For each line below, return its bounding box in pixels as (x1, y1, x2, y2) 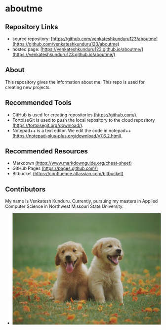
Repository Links (5, 23, 58, 31)
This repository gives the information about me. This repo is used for (5, 79, 145, 85)
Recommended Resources (5, 147, 88, 156)
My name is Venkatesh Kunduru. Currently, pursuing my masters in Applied (5, 198, 158, 204)
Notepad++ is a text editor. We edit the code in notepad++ (12, 127, 131, 134)
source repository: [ (12, 36, 53, 42)
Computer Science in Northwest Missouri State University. (5, 203, 124, 209)
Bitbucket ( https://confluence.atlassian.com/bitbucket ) (12, 171, 124, 177)
